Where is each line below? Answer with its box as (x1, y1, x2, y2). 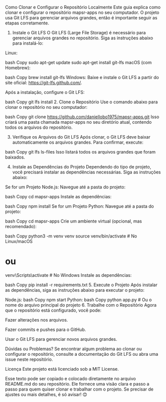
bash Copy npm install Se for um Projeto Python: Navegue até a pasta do (5, 203, 154, 209)
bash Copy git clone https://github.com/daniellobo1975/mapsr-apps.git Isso (5, 114, 160, 120)
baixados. (5, 154, 25, 160)
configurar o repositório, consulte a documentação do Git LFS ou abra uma (5, 351, 159, 357)
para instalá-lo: (12, 40, 44, 46)
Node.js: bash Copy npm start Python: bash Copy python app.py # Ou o (5, 297, 152, 303)
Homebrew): (5, 65, 31, 71)
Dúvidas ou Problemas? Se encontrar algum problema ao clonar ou (5, 345, 142, 352)
